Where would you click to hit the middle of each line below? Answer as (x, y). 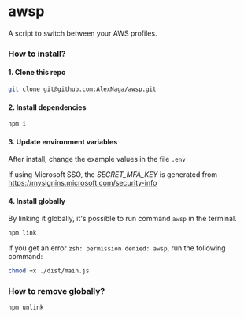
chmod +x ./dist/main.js (49, 271)
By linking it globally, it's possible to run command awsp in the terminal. (123, 219)
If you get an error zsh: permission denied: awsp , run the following (117, 248)
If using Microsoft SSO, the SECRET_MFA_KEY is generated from (113, 175)
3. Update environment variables (63, 141)
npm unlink (26, 308)
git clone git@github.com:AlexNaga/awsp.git (82, 89)
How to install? (37, 54)
